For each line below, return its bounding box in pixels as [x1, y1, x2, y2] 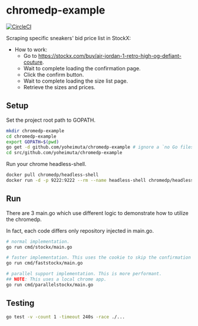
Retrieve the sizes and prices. [23, 83, 95, 90]
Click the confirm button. [23, 71, 84, 78]
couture [23, 58, 43, 66]
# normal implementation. [6, 239, 70, 244]
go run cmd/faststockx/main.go [6, 260, 83, 266]
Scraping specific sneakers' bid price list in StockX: [6, 34, 131, 41]
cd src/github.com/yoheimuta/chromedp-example [6, 150, 123, 156]
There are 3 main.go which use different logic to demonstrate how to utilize [6, 209, 189, 216]
